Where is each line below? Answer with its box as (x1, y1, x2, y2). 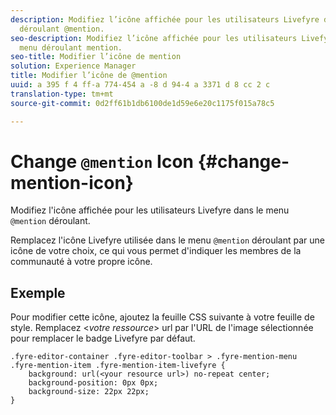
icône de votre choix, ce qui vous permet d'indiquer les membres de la (10, 245, 302, 257)
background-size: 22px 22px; (28, 387, 150, 397)
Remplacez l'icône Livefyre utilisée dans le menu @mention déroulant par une (10, 234, 325, 246)
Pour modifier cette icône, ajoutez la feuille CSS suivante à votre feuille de (10, 311, 315, 323)
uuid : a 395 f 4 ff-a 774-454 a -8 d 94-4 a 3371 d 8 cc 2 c (10, 80, 271, 90)
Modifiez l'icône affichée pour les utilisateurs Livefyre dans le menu (10, 204, 290, 216)
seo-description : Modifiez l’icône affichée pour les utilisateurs (10, 33, 298, 43)
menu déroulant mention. (19, 42, 123, 53)
